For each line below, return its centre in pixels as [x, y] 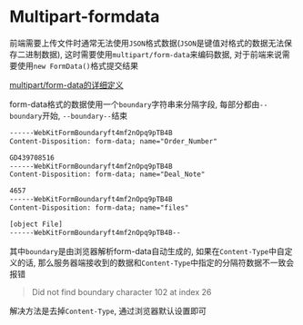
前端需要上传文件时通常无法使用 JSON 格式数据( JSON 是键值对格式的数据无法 [147, 43]
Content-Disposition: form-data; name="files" [99, 208]
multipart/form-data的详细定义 [67, 84]
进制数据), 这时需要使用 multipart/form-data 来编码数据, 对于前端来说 [154, 54]
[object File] [36, 224]
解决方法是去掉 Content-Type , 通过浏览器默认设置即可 [108, 310]
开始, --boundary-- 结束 [85, 115]
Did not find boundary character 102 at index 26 [121, 291]
